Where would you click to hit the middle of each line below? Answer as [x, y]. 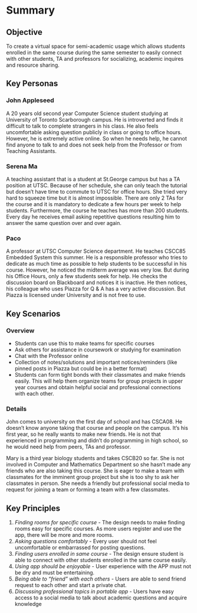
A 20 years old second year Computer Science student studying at [87, 113]
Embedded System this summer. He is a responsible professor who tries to [97, 257]
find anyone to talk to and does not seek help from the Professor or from [94, 145]
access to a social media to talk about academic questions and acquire [101, 598]
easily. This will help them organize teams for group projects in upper [98, 381]
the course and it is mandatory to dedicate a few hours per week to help [94, 204]
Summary [30, 10]
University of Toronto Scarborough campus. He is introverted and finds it [95, 119]
